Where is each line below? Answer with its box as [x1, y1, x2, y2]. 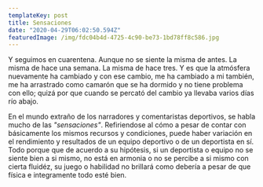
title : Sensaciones [8, 19, 72, 27]
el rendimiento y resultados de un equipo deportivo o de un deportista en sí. [8, 137, 254, 146]
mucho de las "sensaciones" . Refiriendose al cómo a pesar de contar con [8, 120, 247, 130]
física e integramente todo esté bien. [8, 170, 127, 180]
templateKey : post [8, 11, 68, 20]
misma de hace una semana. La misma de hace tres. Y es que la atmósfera [8, 64, 250, 73]
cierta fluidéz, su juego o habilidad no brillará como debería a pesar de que [8, 162, 251, 171]
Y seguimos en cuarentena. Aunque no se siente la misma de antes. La [8, 55, 237, 64]
